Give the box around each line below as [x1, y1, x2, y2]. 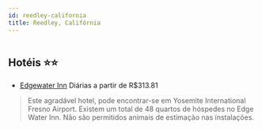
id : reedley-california [8, 11, 87, 20]
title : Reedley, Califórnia [8, 19, 101, 27]
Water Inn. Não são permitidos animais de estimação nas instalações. [27, 113, 255, 122]
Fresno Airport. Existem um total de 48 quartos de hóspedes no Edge [27, 104, 254, 114]
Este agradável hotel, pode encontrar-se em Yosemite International [27, 96, 246, 106]
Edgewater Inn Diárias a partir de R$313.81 [19, 80, 158, 91]
